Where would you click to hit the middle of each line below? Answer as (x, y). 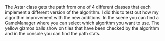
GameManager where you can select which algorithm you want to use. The (82, 23)
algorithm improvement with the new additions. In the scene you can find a (82, 18)
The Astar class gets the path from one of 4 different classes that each (78, 7)
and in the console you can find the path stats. (53, 33)
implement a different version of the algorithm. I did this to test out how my (82, 12)
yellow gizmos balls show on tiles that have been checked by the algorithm (82, 28)
